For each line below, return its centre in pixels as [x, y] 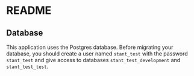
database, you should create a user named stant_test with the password [97, 54]
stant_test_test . [27, 66]
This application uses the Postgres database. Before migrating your [90, 47]
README [29, 11]
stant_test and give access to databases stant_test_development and [93, 60]
